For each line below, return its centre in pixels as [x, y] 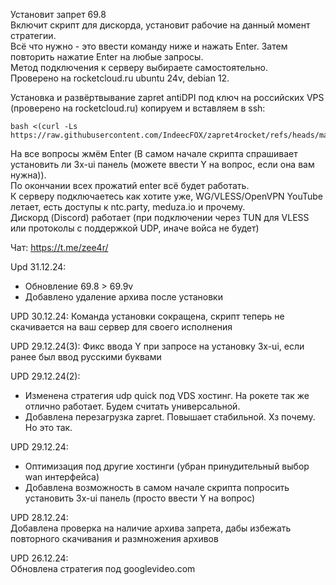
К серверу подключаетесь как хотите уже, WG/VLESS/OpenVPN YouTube [166, 196]
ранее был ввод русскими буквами [86, 357]
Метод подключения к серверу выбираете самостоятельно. [139, 67]
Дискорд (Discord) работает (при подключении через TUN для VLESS [160, 217]
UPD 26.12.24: [39, 558]
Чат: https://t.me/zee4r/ [59, 247]
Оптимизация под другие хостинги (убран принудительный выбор [167, 466]
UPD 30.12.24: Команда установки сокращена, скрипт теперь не [147, 316]
